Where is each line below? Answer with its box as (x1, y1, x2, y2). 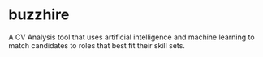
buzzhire (8, 6, 70, 24)
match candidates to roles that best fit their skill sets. (8, 40, 185, 50)
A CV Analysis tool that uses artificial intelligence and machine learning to (8, 32, 255, 42)
